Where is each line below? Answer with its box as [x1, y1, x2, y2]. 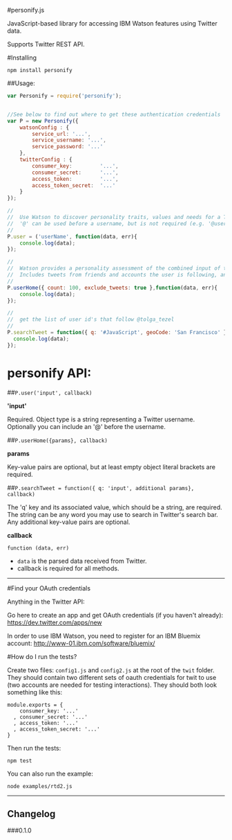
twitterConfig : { [19, 156, 72, 163]
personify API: [7, 365, 92, 380]
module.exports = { [7, 701, 64, 708]
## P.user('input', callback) [7, 388, 93, 396]
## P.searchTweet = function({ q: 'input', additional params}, [7, 483, 195, 491]
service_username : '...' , [32, 137, 107, 144]
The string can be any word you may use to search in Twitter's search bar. [7, 510, 219, 518]
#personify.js [7, 6, 45, 14]
